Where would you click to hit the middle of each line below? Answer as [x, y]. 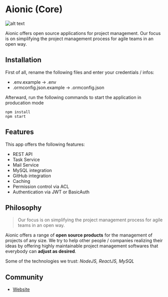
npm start [16, 116]
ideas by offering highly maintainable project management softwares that [82, 246]
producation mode [25, 103]
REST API [23, 154]
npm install [18, 112]
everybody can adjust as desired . [41, 251]
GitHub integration [32, 176]
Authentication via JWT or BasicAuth [51, 192]
